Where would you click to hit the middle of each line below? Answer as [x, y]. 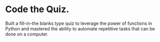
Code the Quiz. [37, 9]
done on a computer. [27, 34]
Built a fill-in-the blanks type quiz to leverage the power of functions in [79, 23]
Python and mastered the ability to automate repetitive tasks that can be [80, 28]
